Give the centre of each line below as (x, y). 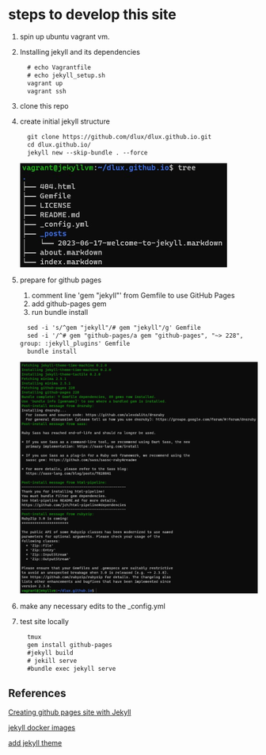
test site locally (44, 622)
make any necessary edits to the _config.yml (93, 606)
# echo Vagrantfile (59, 67)
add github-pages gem (69, 304)
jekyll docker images (42, 728)
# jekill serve (52, 661)
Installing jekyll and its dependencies (80, 52)
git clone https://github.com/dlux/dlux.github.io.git (120, 136)
